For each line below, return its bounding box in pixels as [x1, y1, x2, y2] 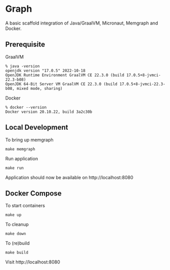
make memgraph [5, 146, 36, 152]
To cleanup [5, 222, 29, 228]
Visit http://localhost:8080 [5, 259, 60, 265]
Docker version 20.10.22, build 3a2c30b [5, 109, 93, 114]
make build [5, 250, 29, 255]
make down [5, 231, 27, 236]
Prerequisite [5, 40, 45, 49]
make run [5, 165, 24, 170]
